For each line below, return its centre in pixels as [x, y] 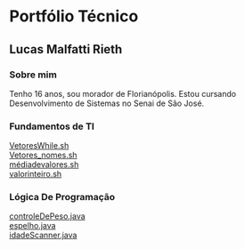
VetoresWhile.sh [39, 146]
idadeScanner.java [43, 235]
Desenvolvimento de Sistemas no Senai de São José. [107, 103]
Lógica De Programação [62, 197]
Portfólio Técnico [74, 16]
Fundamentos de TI [52, 126]
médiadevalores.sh [44, 165]
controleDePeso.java [48, 216]
